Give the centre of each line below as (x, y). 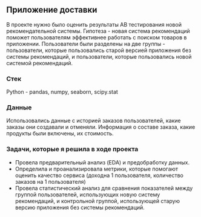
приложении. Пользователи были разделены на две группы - (86, 44)
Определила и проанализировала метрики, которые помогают (97, 169)
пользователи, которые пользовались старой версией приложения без (99, 50)
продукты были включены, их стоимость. (60, 134)
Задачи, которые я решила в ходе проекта (72, 149)
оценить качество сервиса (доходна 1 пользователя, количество (99, 175)
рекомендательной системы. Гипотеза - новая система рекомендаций (98, 31)
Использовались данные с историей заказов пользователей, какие (94, 121)
